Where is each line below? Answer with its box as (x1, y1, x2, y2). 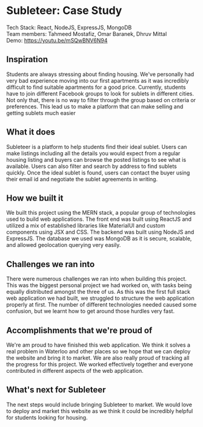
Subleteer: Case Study (6, 4, 122, 18)
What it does (6, 127, 56, 137)
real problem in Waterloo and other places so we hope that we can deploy (6, 348, 191, 355)
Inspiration (6, 54, 48, 64)
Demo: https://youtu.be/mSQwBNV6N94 (6, 36, 108, 44)
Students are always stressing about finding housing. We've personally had (6, 71, 195, 78)
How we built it (6, 193, 64, 203)
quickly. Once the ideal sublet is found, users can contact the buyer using (6, 168, 190, 176)
